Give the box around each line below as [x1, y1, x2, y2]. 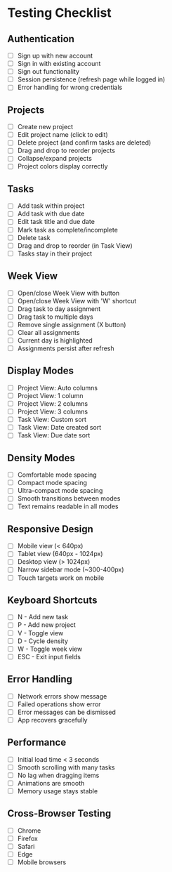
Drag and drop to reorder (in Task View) [17, 241, 133, 250]
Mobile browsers [17, 858, 67, 866]
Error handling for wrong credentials [17, 83, 123, 92]
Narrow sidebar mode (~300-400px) [17, 565, 124, 574]
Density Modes [7, 451, 75, 464]
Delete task [17, 233, 51, 242]
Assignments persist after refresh [17, 344, 114, 352]
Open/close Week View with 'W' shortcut [17, 296, 137, 305]
